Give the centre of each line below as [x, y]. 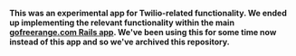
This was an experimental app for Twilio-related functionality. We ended [148, 13]
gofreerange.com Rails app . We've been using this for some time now [143, 32]
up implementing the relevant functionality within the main [122, 23]
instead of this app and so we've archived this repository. [120, 42]
